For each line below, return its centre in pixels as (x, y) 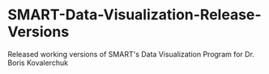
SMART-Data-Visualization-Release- (134, 15)
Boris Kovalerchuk (38, 63)
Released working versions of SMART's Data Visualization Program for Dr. (131, 54)
